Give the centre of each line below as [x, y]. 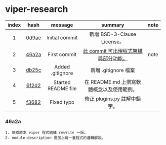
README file [62, 88]
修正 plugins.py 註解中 [110, 99]
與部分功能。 [113, 58]
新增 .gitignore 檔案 [113, 70]
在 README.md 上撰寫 [110, 82]
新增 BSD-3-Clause [113, 34]
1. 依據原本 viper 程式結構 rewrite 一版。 [46, 133]
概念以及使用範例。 [115, 89]
